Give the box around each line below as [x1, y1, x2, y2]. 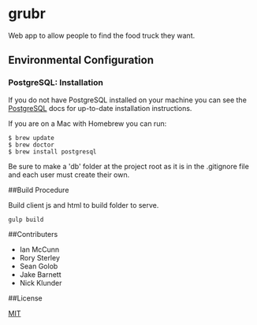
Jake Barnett [19, 269, 61, 279]
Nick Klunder [19, 278, 62, 287]
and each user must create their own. [8, 170, 130, 179]
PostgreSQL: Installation [8, 77, 104, 88]
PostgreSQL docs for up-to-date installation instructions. [8, 103, 192, 113]
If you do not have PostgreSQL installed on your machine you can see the [8, 95, 247, 105]
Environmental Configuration [8, 54, 154, 67]
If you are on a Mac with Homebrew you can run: [8, 119, 167, 128]
